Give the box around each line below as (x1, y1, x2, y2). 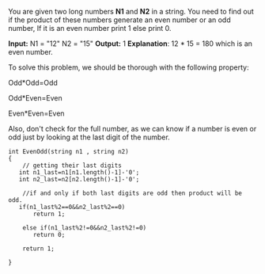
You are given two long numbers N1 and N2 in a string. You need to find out (8, 7, 255, 16)
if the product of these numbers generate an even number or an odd (8, 15, 231, 25)
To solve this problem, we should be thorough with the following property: (8, 63, 249, 72)
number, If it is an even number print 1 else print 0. (8, 24, 172, 32)
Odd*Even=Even (8, 93, 63, 102)
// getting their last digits (22, 162, 123, 169)
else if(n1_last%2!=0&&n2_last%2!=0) (22, 224, 147, 232)
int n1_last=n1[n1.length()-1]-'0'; (18, 169, 140, 177)
